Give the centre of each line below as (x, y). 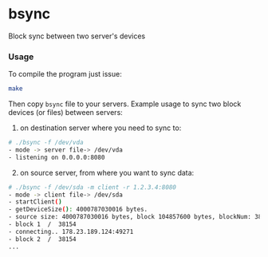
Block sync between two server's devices (77, 36)
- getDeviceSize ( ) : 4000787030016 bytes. (78, 210)
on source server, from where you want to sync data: (107, 172)
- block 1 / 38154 (43, 224)
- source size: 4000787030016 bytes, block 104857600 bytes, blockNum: (130, 217)
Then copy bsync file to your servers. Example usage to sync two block (125, 104)
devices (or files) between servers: (66, 113)
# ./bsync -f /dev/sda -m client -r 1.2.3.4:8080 (93, 187)
